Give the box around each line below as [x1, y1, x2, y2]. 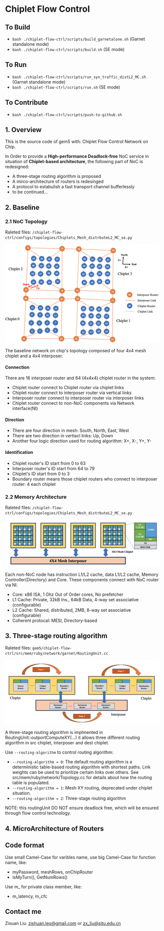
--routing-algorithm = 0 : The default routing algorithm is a [12, 759, 132, 765]
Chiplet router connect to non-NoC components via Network [12, 400, 135, 406]
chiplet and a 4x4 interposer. [5, 353, 64, 359]
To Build [5, 23, 30, 31]
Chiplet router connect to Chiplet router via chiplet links [12, 385, 124, 391]
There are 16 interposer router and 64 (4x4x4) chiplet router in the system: [5, 375, 156, 381]
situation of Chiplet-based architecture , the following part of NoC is [5, 159, 143, 165]
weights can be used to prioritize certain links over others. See [12, 769, 139, 775]
